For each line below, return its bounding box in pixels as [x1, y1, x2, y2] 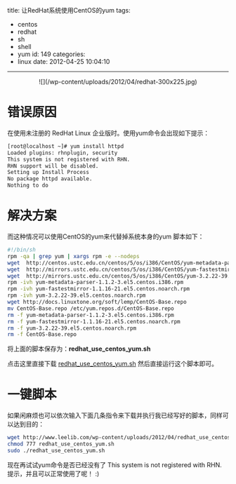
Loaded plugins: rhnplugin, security [7, 149, 118, 156]
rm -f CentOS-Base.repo [7, 331, 77, 338]
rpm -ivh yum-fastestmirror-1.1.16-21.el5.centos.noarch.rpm [7, 285, 190, 293]
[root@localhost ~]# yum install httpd [7, 142, 124, 149]
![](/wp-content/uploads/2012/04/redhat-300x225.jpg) [38, 78, 198, 86]
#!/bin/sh [7, 246, 37, 253]
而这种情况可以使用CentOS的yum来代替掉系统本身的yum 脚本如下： [7, 232, 204, 241]
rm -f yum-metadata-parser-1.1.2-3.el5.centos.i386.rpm [7, 311, 174, 318]
